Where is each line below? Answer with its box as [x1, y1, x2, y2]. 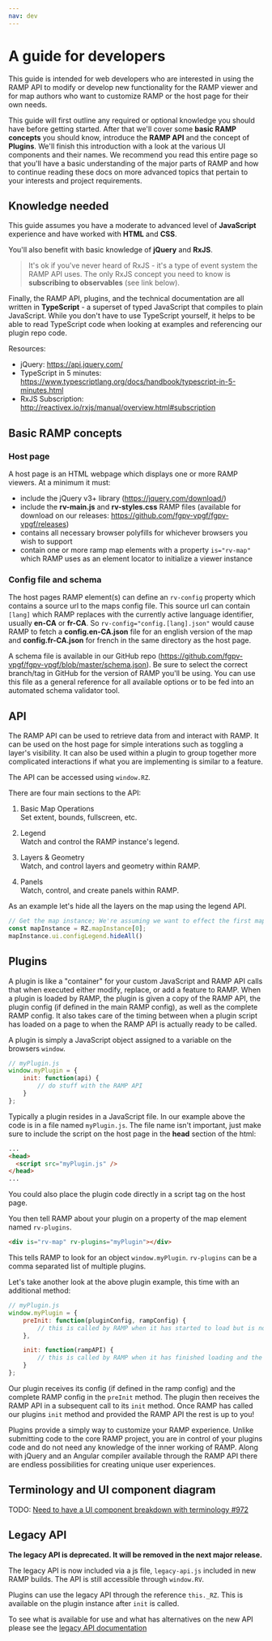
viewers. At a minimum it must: [8, 478, 111, 488]
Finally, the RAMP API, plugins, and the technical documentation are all [8, 294, 244, 304]
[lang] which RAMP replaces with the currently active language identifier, [8, 609, 254, 619]
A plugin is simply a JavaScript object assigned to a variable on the [8, 1035, 232, 1044]
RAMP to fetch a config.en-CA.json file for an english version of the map [8, 627, 253, 637]
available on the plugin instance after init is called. [8, 1598, 180, 1608]
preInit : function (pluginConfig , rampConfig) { [23, 1316, 186, 1324]
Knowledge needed [8, 199, 109, 213]
